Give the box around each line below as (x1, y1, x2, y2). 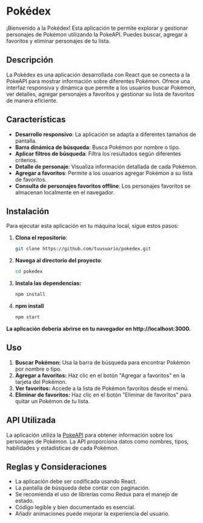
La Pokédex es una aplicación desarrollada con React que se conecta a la (6, 71, 190, 78)
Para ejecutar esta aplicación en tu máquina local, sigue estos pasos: (6, 222, 179, 230)
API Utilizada (6, 415, 56, 426)
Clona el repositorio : (15, 234, 68, 241)
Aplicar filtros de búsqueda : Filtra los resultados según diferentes (15, 150, 181, 157)
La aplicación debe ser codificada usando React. (15, 478, 138, 485)
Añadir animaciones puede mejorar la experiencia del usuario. (15, 510, 170, 518)
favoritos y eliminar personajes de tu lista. (6, 37, 111, 44)
